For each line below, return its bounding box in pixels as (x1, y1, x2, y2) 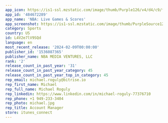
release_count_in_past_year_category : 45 (5, 68, 93, 73)
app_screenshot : (5, 21, 39, 27)
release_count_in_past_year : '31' (5, 63, 77, 68)
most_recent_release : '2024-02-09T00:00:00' (5, 45, 99, 50)
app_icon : (5, 7, 26, 13)
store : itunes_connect (5, 110, 52, 115)
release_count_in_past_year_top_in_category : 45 (5, 73, 108, 78)
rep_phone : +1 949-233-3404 (5, 96, 64, 101)
